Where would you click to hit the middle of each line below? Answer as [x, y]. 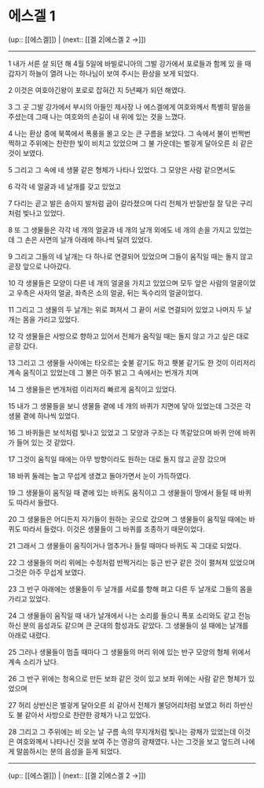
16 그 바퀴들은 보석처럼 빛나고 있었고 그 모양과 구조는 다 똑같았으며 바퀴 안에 [125, 432]
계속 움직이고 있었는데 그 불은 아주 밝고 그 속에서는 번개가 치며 [103, 372]
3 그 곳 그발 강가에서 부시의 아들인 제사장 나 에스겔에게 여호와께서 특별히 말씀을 [130, 106]
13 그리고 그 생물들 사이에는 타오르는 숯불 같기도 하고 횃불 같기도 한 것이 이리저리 [132, 362]
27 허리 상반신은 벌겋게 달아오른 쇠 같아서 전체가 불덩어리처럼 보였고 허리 [120, 705]
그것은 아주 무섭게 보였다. [47, 572]
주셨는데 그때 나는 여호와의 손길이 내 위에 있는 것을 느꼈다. [97, 117]
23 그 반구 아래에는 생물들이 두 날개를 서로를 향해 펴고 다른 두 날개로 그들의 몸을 [130, 589]
